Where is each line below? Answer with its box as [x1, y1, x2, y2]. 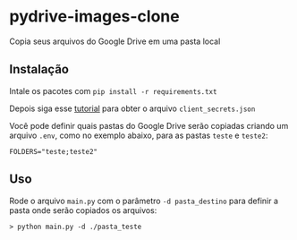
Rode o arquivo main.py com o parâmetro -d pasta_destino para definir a [9, 195, 279, 206]
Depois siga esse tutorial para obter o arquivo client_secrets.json [9, 103, 256, 114]
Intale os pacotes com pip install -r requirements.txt [9, 85, 217, 96]
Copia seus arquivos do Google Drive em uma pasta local [9, 36, 221, 47]
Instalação [9, 62, 70, 77]
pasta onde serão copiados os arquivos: [9, 204, 157, 216]
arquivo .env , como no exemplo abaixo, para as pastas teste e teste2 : [9, 130, 268, 141]
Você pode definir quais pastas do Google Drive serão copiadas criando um [9, 120, 289, 131]
